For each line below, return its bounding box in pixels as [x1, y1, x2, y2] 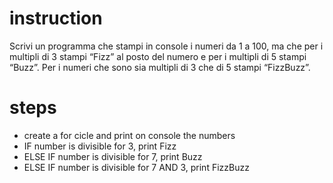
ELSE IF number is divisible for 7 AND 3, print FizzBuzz [23, 161, 250, 173]
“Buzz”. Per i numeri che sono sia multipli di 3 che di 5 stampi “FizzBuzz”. [9, 61, 311, 73]
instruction [9, 7, 103, 30]
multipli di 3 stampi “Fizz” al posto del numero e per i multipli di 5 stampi [9, 50, 307, 62]
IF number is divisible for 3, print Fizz [23, 140, 177, 152]
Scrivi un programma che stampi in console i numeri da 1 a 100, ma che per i [9, 40, 324, 52]
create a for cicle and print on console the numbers [23, 129, 236, 141]
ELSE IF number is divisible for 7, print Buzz [23, 150, 203, 162]
